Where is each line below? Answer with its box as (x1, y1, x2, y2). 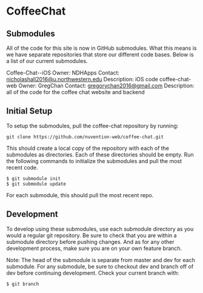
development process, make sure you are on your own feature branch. (6, 244, 182, 252)
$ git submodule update (6, 181, 67, 187)
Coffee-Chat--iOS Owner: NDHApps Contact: (6, 69, 120, 76)
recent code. (6, 164, 38, 171)
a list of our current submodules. (6, 58, 88, 64)
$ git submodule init (6, 175, 61, 181)
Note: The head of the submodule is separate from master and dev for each (6, 256, 195, 263)
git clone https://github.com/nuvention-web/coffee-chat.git (6, 133, 164, 140)
